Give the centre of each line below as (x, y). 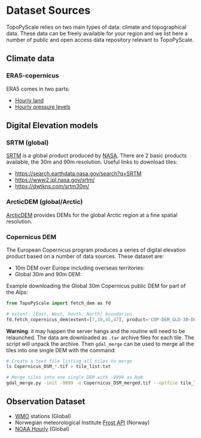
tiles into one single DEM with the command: (61, 350)
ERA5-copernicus (33, 75)
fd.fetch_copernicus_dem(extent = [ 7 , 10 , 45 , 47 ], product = (77, 319)
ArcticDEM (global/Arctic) (45, 202)
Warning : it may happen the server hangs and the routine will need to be (96, 331)
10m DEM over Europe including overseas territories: (80, 268)
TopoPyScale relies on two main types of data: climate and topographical (96, 27)
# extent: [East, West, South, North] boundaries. (71, 314)
